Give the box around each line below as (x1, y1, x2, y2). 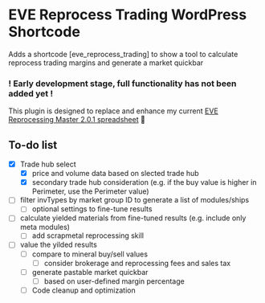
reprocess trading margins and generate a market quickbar (8, 58, 204, 68)
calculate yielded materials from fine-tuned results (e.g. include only (19, 213, 247, 223)
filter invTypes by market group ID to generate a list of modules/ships (19, 195, 250, 205)
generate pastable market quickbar (31, 267, 149, 276)
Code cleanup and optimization (31, 285, 136, 295)
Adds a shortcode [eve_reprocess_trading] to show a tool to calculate (8, 49, 238, 59)
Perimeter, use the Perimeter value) (31, 186, 150, 196)
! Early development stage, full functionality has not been (8, 78, 237, 89)
